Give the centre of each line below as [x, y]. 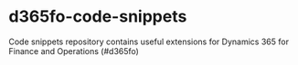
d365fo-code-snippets [98, 17]
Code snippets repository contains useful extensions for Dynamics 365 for [149, 42]
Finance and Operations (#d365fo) [74, 51]
